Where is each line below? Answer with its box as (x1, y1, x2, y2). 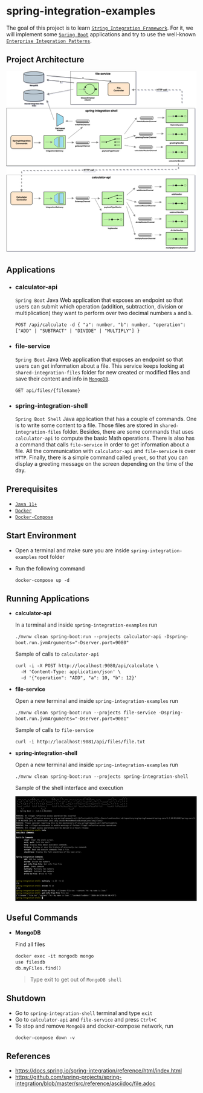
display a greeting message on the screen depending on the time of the (14, 460, 193, 467)
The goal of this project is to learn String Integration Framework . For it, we (6, 24, 193, 31)
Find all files (14, 941, 45, 948)
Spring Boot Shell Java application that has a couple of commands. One (14, 415, 197, 422)
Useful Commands (6, 913, 78, 923)
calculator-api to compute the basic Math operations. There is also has (14, 434, 195, 442)
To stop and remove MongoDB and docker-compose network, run (14, 1022, 173, 1029)
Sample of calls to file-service (14, 726, 94, 734)
